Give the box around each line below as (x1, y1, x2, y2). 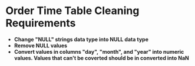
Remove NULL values (14, 42, 68, 49)
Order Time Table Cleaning (5, 4, 140, 18)
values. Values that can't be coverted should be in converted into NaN (14, 54, 189, 61)
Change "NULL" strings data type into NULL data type (14, 36, 148, 43)
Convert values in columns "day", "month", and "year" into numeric (14, 48, 184, 55)
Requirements (5, 16, 76, 30)
